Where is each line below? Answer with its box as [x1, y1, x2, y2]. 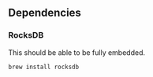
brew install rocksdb [8, 63, 80, 71]
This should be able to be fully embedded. [8, 47, 146, 57]
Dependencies [8, 6, 81, 20]
